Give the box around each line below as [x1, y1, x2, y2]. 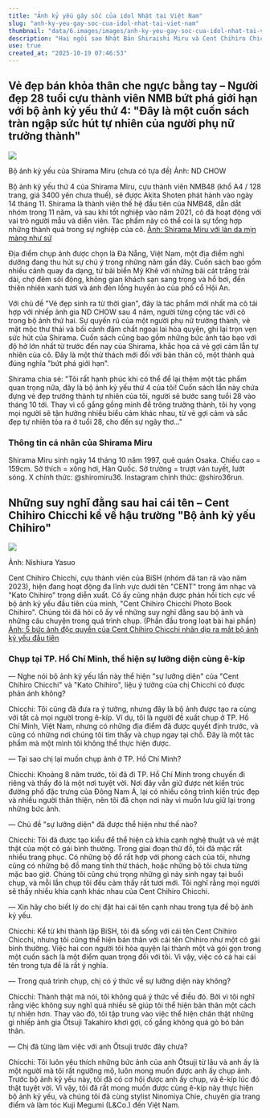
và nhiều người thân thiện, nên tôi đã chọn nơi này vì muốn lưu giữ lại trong [8, 796, 256, 805]
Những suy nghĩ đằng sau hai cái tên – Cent [8, 496, 230, 509]
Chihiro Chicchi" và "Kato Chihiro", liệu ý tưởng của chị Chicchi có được [8, 680, 245, 690]
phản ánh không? [8, 688, 66, 698]
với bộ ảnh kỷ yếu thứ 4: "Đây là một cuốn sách [8, 104, 250, 118]
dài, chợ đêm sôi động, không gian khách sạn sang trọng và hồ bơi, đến [8, 274, 246, 284]
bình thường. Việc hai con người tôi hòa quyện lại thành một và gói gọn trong [8, 944, 262, 954]
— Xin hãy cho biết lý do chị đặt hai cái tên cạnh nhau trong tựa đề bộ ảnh [8, 902, 254, 912]
